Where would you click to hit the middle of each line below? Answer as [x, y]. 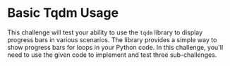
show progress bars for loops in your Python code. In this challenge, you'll [115, 47]
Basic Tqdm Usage [63, 13]
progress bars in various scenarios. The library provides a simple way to [112, 39]
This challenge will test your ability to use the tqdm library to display [105, 32]
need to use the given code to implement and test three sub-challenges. [112, 55]
